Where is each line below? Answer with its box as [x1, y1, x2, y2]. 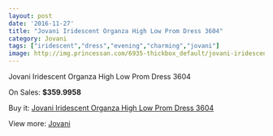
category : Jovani [8, 34, 67, 43]
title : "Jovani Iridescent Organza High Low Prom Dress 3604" [8, 27, 223, 35]
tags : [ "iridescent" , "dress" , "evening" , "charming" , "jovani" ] [8, 42, 220, 50]
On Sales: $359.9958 [8, 87, 81, 97]
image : [8, 49, 31, 57]
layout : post [8, 11, 53, 20]
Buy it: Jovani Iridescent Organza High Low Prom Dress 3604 [8, 103, 214, 113]
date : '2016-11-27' [8, 19, 75, 28]
